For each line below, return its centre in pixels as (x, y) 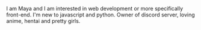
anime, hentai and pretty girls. (43, 21)
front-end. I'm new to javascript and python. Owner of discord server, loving (101, 15)
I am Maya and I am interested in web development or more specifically (95, 9)
